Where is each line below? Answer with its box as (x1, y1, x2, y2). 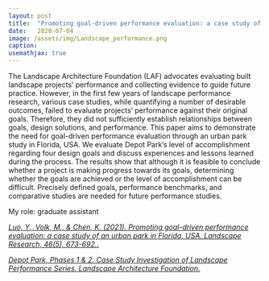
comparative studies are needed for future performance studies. (8, 191, 222, 200)
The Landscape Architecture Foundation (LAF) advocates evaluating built (8, 72, 251, 81)
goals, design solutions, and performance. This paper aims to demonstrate (8, 122, 256, 132)
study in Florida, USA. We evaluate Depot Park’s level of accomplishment (8, 140, 250, 149)
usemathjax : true (8, 49, 67, 57)
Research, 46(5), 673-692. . (8, 239, 99, 249)
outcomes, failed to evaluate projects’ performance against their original (8, 105, 248, 115)
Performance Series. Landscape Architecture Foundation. (8, 263, 201, 273)
